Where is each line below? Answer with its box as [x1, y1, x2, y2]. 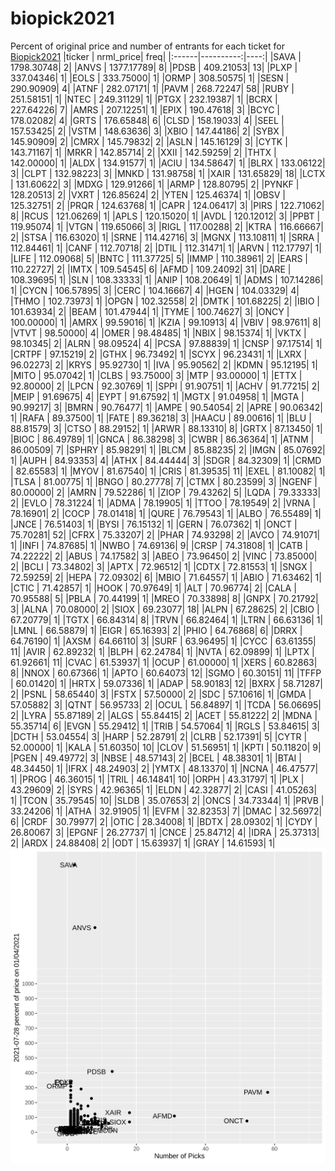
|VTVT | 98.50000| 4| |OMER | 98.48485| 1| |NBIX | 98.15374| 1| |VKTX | [10, 327, 307, 339]
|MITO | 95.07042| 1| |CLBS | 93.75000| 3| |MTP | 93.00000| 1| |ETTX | [10, 369, 303, 381]
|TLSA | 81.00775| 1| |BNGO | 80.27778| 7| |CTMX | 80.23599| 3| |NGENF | [10, 475, 318, 487]
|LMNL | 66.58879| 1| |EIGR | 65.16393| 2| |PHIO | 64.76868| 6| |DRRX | [10, 624, 303, 636]
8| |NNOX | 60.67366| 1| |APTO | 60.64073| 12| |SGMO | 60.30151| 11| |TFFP [10, 667, 322, 679]
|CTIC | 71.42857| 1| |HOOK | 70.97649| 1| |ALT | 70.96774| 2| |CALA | [10, 582, 297, 594]
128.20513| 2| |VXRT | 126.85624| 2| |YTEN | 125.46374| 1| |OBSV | [10, 188, 287, 201]
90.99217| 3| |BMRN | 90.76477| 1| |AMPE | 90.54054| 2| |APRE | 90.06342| [10, 401, 323, 413]
